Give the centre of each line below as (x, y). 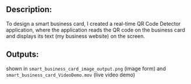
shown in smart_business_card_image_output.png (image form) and (86, 68)
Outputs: (22, 55)
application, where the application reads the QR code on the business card (95, 30)
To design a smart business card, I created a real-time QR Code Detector (93, 23)
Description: (29, 10)
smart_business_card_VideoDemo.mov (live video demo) (71, 75)
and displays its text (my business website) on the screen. (76, 36)
